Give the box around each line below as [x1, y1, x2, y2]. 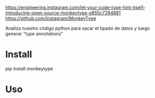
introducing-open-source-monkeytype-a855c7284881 [5, 10, 121, 16]
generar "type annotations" [5, 31, 63, 36]
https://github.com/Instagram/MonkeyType [5, 15, 96, 21]
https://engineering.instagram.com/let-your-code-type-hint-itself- [5, 5, 145, 10]
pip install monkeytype [5, 65, 53, 71]
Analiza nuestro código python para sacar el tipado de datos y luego [5, 25, 150, 31]
